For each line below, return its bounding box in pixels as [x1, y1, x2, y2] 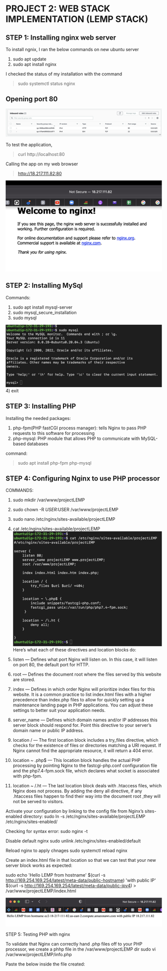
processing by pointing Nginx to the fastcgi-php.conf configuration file [12, 763, 158, 768]
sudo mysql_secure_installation [12, 309, 77, 315]
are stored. [12, 676, 35, 683]
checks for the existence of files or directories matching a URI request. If [12, 742, 162, 748]
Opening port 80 [5, 95, 58, 103]
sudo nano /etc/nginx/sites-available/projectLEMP [12, 516, 115, 522]
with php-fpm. [12, 773, 43, 779]
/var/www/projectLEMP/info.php [5, 952, 72, 957]
